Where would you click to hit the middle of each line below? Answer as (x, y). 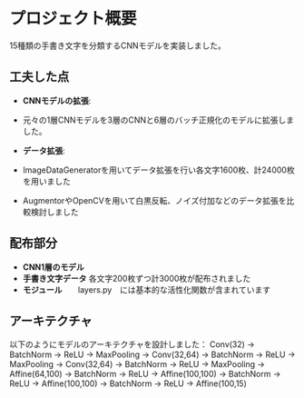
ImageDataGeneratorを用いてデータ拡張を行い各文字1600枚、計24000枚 (158, 170)
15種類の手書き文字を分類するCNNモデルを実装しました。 (118, 45)
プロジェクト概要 (74, 19)
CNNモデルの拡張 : (57, 100)
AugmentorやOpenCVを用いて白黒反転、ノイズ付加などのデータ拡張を (154, 200)
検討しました (54, 212)
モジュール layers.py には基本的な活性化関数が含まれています (147, 289)
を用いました (46, 181)
